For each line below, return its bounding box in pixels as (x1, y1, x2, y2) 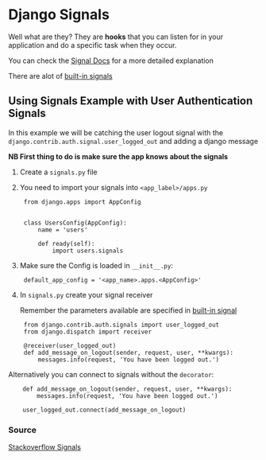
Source (8, 424, 37, 435)
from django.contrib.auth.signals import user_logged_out (23, 321, 220, 329)
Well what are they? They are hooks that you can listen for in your (8, 32, 224, 41)
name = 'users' (37, 225, 88, 234)
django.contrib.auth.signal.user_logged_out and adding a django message (8, 136, 259, 146)
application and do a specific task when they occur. (8, 40, 177, 49)
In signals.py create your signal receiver (19, 290, 153, 299)
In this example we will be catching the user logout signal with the (8, 127, 224, 137)
